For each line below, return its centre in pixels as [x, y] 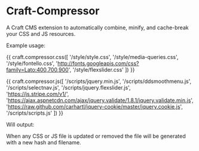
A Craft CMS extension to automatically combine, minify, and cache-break [98, 27]
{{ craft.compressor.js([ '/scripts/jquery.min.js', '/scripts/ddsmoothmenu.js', [99, 81]
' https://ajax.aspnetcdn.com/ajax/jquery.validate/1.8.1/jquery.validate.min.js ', [100, 100]
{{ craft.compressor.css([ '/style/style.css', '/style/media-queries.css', [92, 57]
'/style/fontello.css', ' [32, 63]
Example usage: [26, 45]
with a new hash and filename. [44, 142]
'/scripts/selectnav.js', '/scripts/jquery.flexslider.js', [68, 87]
